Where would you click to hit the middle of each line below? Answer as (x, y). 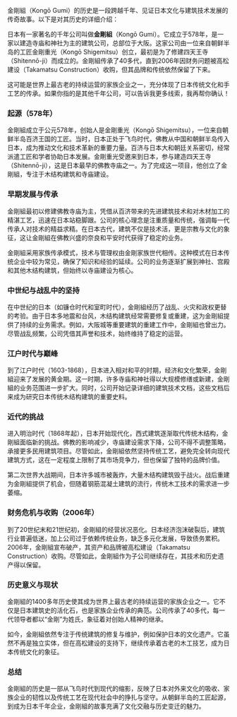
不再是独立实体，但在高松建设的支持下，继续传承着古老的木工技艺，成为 (118, 643)
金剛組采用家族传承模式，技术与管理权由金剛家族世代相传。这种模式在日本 (115, 252)
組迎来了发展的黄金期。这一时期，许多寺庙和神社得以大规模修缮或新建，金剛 (119, 379)
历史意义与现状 (33, 585)
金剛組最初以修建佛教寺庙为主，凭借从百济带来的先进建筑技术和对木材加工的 (119, 211)
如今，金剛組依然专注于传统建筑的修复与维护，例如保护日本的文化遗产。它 (115, 634)
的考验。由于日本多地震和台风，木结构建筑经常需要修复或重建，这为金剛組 (115, 316)
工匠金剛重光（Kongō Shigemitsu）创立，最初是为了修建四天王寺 (114, 52)
